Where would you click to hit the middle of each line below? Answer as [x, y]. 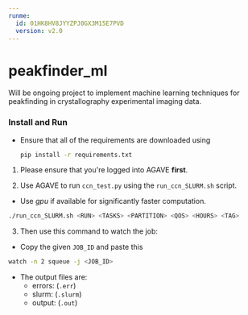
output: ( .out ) [55, 303]
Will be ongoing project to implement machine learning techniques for [124, 93]
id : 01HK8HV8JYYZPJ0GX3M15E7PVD [70, 23]
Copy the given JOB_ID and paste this [81, 247]
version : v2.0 [39, 31]
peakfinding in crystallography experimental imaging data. [105, 102]
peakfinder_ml [58, 70]
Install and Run [38, 122]
